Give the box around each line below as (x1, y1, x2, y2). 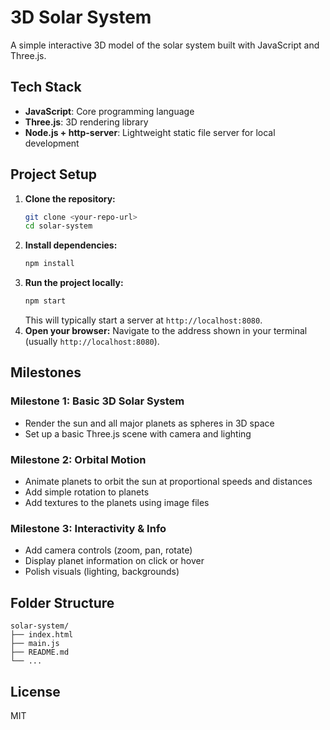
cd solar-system (24, 221, 93, 231)
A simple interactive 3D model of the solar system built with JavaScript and (10, 39, 320, 51)
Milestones (10, 364, 82, 381)
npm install (24, 259, 75, 269)
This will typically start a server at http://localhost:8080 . (24, 314, 263, 326)
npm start (24, 296, 67, 306)
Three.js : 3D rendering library (24, 116, 149, 128)
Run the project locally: (24, 277, 124, 289)
